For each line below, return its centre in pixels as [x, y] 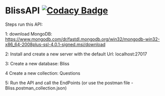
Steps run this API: [24, 24]
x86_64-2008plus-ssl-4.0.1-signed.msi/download [55, 44]
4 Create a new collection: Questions [43, 73]
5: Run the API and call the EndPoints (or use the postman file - [69, 83]
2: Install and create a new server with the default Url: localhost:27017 [76, 54]
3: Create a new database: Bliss [37, 63]
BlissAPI [22, 11]
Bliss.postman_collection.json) [36, 88]
